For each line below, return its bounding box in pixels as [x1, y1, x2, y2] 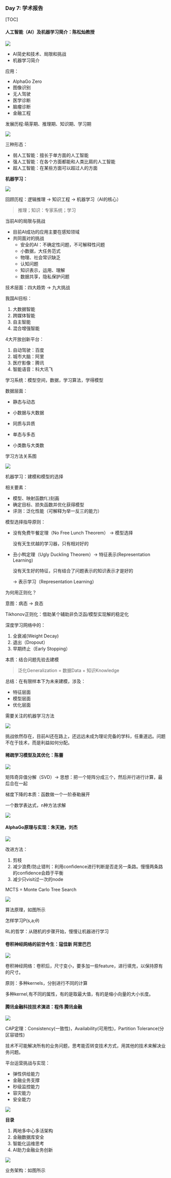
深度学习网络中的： [5, 622, 46, 628]
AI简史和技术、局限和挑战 [12, 51, 67, 57]
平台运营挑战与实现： [5, 1060, 50, 1066]
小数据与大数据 [12, 409, 44, 415]
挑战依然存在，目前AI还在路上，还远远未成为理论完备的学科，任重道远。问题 [5, 733, 166, 739]
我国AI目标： [5, 295, 32, 301]
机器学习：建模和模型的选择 [5, 473, 64, 479]
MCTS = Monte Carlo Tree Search [5, 886, 77, 892]
